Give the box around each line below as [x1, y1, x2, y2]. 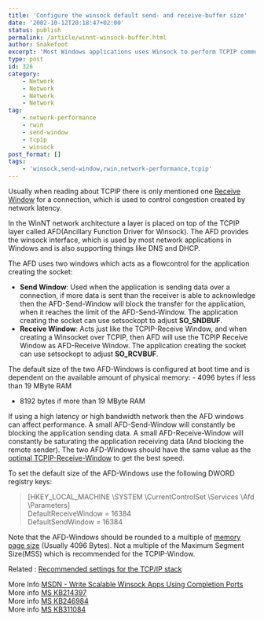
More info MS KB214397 [8, 588, 87, 597]
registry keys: [8, 477, 53, 486]
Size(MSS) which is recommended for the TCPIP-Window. [8, 549, 196, 558]
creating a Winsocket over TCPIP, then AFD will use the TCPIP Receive [19, 333, 249, 342]
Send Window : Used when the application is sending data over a [19, 282, 230, 292]
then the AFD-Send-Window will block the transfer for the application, [19, 299, 246, 308]
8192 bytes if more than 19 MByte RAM [19, 396, 145, 406]
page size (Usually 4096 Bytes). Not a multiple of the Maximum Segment [8, 541, 245, 550]
